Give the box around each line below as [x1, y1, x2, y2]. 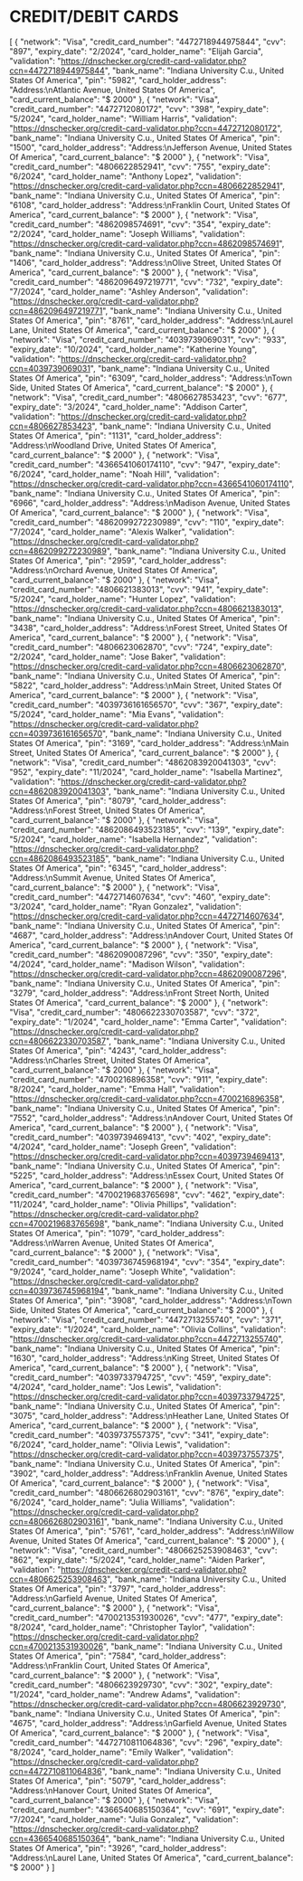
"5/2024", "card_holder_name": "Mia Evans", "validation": [9, 708, 224, 720]
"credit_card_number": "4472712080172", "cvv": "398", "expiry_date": [9, 103, 270, 114]
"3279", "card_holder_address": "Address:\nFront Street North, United [9, 988, 270, 998]
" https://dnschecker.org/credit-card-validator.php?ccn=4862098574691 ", [9, 238, 285, 249]
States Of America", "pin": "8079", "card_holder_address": [9, 795, 227, 806]
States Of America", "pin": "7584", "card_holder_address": [9, 1650, 227, 1661]
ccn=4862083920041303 [9, 785, 107, 797]
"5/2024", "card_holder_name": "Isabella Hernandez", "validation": [9, 834, 258, 845]
